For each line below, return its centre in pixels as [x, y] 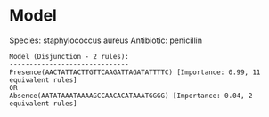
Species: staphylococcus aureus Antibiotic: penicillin [106, 40]
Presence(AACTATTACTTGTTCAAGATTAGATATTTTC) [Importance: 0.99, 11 [135, 72]
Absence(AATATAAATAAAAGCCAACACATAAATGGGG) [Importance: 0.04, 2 [131, 96]
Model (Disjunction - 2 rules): [69, 56]
